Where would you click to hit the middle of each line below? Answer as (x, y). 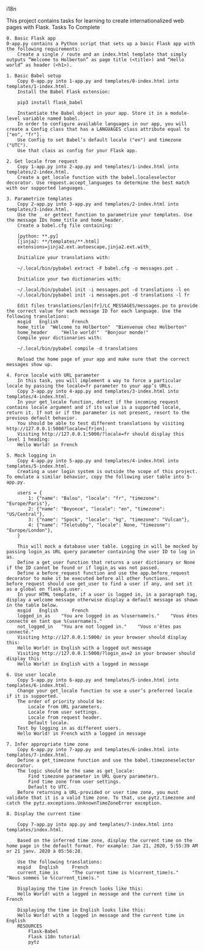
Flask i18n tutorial (54, 937)
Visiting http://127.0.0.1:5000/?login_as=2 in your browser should (106, 653)
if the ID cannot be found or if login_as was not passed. (83, 568)
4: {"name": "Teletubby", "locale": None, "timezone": (100, 525)
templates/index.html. (35, 830)
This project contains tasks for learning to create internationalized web (95, 20)
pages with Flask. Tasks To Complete (53, 27)
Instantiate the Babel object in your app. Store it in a (93, 113)
